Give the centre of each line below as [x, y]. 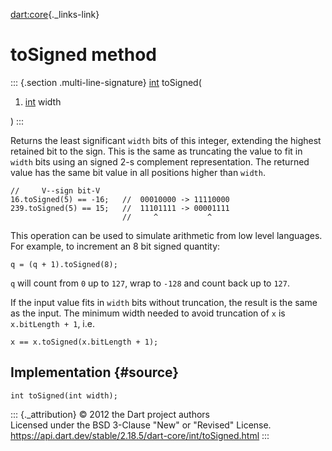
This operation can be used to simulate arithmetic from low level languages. [166, 235]
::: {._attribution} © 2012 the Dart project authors [110, 414]
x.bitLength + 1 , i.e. [52, 323]
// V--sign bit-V [55, 190]
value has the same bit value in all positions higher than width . [138, 172]
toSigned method [83, 55]
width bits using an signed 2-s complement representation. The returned [160, 161]
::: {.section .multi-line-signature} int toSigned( [106, 82]
